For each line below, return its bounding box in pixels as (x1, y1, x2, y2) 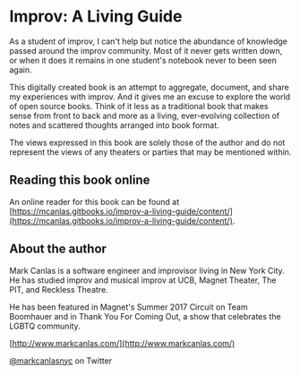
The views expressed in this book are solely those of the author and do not (9, 137, 286, 148)
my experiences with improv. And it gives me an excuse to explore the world (9, 91, 291, 102)
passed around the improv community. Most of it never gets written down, (9, 45, 283, 55)
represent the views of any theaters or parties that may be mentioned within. (9, 146, 292, 158)
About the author (9, 242, 107, 257)
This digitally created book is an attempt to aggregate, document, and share (9, 81, 289, 92)
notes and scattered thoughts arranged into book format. (9, 119, 219, 131)
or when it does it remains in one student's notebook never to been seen (9, 55, 278, 65)
